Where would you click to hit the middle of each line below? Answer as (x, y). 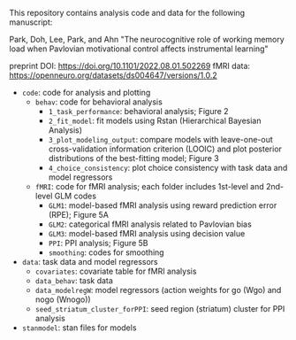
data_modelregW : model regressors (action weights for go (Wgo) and (158, 290)
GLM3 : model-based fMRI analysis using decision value (147, 233)
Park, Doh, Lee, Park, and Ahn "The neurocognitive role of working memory (147, 39)
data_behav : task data (74, 281)
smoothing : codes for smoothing (106, 252)
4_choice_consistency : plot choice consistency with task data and (168, 168)
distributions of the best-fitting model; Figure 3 (133, 158)
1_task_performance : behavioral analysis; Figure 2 (138, 111)
